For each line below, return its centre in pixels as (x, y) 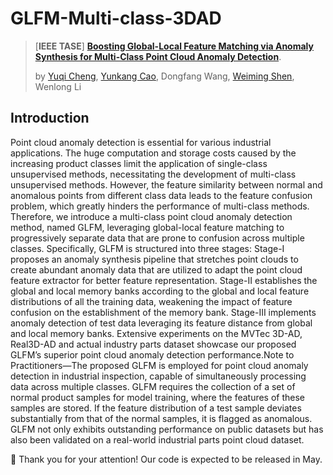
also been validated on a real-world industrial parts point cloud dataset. (157, 439)
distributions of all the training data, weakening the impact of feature (151, 301)
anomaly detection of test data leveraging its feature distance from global (161, 323)
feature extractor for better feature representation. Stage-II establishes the (164, 280)
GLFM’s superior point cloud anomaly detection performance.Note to (152, 354)
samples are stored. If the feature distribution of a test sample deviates (156, 408)
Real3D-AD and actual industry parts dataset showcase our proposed (153, 344)
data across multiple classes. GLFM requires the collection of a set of (153, 386)
